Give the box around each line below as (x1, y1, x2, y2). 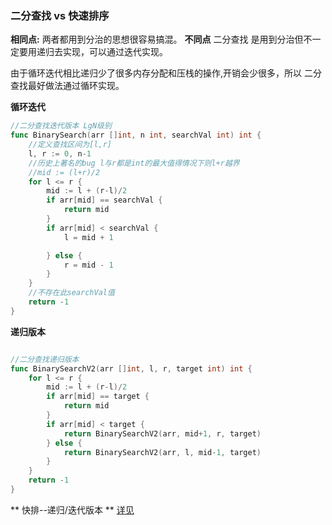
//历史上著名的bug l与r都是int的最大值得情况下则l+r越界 (28, 158, 240, 168)
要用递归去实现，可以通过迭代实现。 (18, 46, 168, 58)
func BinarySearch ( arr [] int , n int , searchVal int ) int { (10, 130, 262, 141)
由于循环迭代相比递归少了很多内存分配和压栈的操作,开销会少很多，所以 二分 (10, 67, 322, 79)
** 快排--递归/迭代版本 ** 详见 (10, 503, 135, 516)
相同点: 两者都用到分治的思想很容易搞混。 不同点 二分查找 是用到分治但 (10, 33, 304, 46)
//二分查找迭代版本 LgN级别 (10, 121, 112, 131)
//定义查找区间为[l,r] (28, 140, 112, 150)
